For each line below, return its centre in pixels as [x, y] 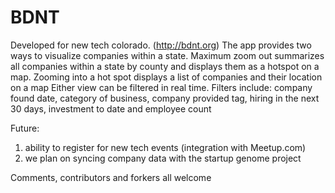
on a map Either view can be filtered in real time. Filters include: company [161, 87]
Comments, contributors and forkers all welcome [111, 177]
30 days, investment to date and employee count [111, 108]
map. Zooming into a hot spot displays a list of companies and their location [166, 77]
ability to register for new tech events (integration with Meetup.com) [165, 147]
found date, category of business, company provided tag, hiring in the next [165, 98]
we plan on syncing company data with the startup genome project [163, 158]
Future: [25, 128]
